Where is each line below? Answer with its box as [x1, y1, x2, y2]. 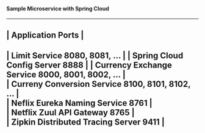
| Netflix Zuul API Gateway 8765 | [6, 107, 135, 118]
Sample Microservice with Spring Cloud [6, 5, 110, 12]
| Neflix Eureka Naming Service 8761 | [6, 98, 153, 108]
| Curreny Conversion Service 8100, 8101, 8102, [6, 79, 191, 89]
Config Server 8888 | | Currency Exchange [6, 60, 173, 70]
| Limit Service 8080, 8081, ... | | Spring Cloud [6, 50, 184, 61]
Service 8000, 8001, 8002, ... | [6, 69, 126, 80]
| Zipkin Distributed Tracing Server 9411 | [6, 117, 165, 127]
